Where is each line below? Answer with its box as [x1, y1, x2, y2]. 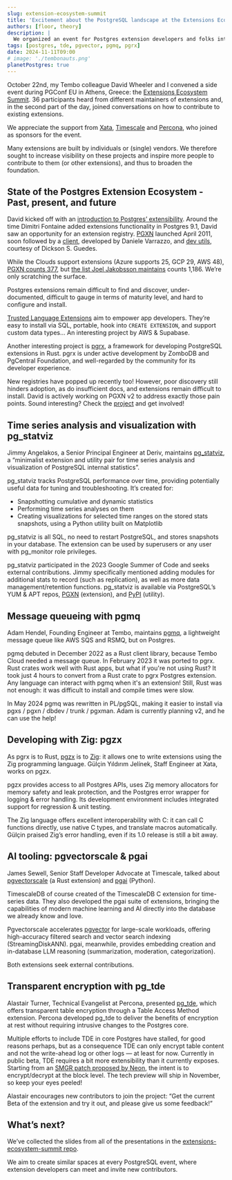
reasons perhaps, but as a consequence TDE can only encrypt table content [7, 1041, 224, 1050]
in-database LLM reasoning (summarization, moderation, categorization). [7, 947, 216, 955]
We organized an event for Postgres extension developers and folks [13, 36, 215, 43]
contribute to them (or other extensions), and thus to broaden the [7, 158, 193, 166]
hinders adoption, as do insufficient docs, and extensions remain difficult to [7, 385, 222, 393]
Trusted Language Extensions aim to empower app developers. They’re [7, 314, 211, 322]
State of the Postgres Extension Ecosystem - [7, 186, 204, 198]
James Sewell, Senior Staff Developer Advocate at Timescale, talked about [7, 868, 220, 877]
